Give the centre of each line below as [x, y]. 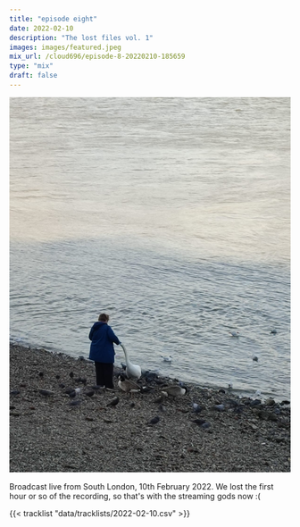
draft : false [33, 76]
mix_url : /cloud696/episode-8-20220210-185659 [97, 57]
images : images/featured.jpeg [66, 47]
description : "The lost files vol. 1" [81, 38]
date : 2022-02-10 [42, 28]
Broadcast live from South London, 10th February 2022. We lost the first [142, 486]
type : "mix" [31, 66]
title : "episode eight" [54, 19]
